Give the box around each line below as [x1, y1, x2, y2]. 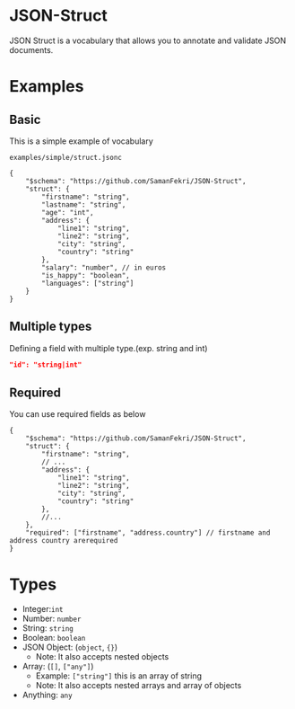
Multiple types [9, 319, 92, 334]
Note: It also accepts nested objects [35, 651, 169, 662]
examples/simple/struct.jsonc [9, 153, 123, 162]
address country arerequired [9, 536, 118, 545]
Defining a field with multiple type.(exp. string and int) [9, 342, 208, 353]
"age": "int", [41, 208, 94, 217]
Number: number [22, 613, 82, 625]
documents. [9, 44, 54, 55]
